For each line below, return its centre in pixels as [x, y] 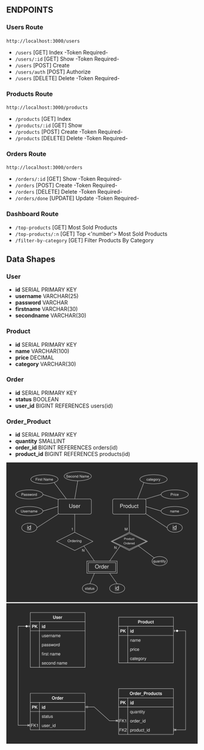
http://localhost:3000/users [43, 41]
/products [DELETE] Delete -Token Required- [71, 138]
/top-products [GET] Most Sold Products [66, 227]
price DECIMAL [35, 357]
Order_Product [29, 421]
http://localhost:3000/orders [45, 168]
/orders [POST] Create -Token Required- [66, 185]
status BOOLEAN [37, 399]
